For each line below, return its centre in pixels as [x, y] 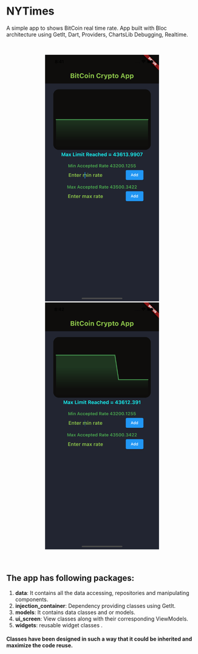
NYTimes [30, 11]
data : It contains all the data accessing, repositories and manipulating [102, 593]
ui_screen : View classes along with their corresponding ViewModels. [101, 619]
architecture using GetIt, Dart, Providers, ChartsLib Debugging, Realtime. [97, 34]
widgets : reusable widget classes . [59, 625]
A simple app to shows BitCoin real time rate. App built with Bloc [87, 28]
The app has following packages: [70, 578]
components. [32, 599]
